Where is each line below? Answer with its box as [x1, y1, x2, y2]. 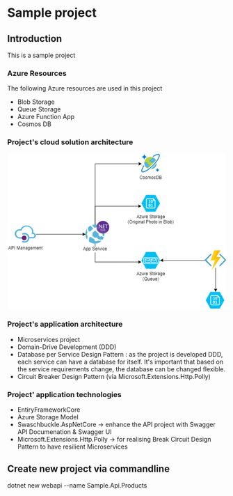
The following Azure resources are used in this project [7, 84, 163, 93]
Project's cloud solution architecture [7, 137, 134, 147]
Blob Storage [17, 98, 55, 106]
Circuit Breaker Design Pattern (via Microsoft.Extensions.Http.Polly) [17, 372, 211, 380]
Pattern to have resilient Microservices [17, 442, 128, 451]
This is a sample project [7, 51, 76, 59]
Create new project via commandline [7, 463, 170, 474]
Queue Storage [17, 105, 61, 114]
